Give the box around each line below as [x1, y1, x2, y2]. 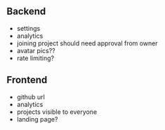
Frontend [6, 74, 48, 86]
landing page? [16, 115, 58, 123]
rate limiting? [16, 54, 54, 62]
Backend [6, 6, 46, 17]
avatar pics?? [16, 46, 55, 55]
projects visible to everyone [16, 108, 98, 116]
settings [16, 24, 41, 32]
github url [16, 92, 45, 101]
